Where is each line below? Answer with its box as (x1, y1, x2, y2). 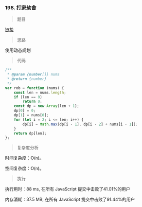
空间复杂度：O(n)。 (5, 166, 44, 171)
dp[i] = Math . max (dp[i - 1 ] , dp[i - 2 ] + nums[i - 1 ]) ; (22, 122, 138, 127)
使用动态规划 (5, 47, 31, 53)
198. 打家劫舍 (5, 4, 36, 11)
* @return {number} (7, 76, 47, 81)
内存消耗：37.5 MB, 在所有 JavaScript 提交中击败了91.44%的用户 (5, 196, 135, 203)
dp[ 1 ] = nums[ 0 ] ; (14, 113, 49, 118)
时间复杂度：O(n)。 (5, 155, 44, 161)
